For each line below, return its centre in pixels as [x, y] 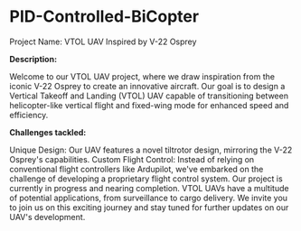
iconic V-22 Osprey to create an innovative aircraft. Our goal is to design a [147, 86]
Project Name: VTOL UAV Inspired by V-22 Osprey [103, 42]
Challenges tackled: [48, 132]
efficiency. [29, 115]
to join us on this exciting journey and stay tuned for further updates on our [149, 207]
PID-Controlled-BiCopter [104, 17]
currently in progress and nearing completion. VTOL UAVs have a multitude [149, 188]
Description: [33, 59]
